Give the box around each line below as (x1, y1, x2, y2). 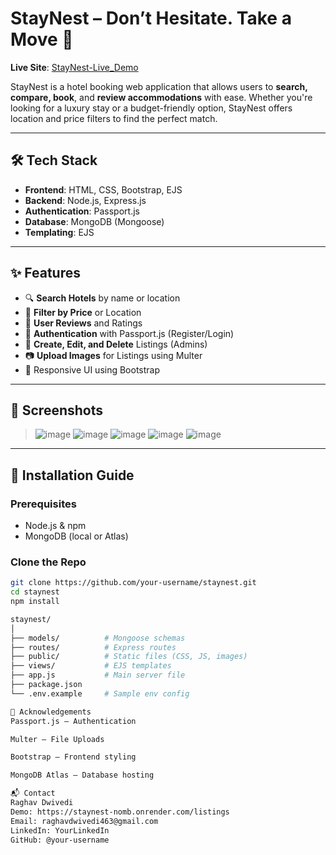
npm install (10, 597, 60, 607)
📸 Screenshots (10, 402, 104, 419)
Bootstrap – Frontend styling (10, 752, 137, 762)
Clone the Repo (10, 555, 87, 569)
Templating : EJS (24, 226, 95, 238)
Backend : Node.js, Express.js (24, 194, 147, 206)
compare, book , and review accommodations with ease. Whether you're (10, 91, 313, 103)
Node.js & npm (24, 520, 87, 532)
